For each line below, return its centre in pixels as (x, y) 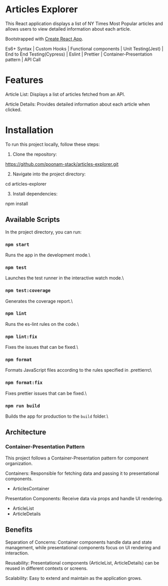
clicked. (13, 109)
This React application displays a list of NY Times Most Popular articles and (84, 23)
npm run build (23, 406)
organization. (19, 463)
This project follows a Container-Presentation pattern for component (77, 458)
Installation (29, 130)
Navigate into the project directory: (49, 174)
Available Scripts (32, 220)
